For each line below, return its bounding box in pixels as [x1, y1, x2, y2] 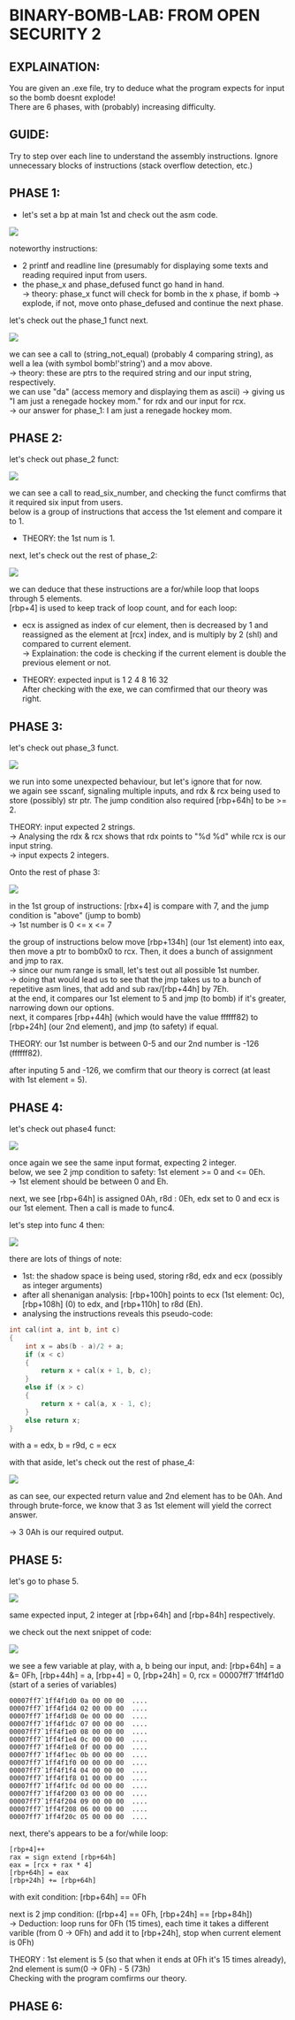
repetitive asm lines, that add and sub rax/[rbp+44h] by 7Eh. [9, 984, 230, 995]
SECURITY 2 [9, 24, 102, 44]
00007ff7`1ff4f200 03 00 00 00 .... [9, 1789, 148, 1799]
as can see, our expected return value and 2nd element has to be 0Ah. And [9, 1491, 283, 1502]
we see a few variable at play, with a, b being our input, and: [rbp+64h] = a [9, 1661, 282, 1671]
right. [21, 694, 42, 704]
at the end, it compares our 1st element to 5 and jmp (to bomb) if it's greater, [9, 993, 287, 1004]
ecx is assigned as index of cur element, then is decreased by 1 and [21, 620, 269, 631]
